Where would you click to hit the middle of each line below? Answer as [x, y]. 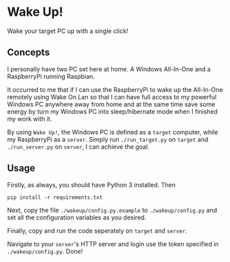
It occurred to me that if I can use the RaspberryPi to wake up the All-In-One [115, 89]
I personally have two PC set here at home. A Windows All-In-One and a [109, 69]
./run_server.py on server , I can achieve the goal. [78, 146]
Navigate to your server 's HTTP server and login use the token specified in [113, 243]
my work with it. [30, 119]
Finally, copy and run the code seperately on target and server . [97, 230]
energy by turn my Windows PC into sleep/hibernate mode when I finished [113, 111]
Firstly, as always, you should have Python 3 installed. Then [92, 184]
